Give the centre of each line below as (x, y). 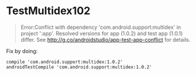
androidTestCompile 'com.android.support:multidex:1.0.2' (79, 67)
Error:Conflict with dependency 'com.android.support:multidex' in (101, 27)
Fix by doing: (22, 51)
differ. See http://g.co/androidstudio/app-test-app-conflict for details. (105, 39)
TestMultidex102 (48, 11)
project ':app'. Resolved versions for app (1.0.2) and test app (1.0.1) (102, 33)
